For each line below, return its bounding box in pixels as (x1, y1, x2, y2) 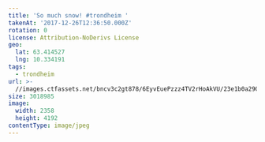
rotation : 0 (8, 26, 47, 34)
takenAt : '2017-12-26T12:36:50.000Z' (8, 19, 132, 27)
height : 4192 (15, 114, 58, 122)
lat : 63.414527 (15, 48, 65, 56)
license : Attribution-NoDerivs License (8, 33, 140, 42)
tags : (8, 63, 26, 71)
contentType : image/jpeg (8, 121, 90, 129)
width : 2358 (15, 107, 55, 115)
